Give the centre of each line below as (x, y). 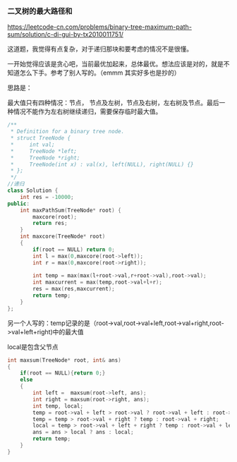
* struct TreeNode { (41, 138)
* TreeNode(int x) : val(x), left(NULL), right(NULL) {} (102, 164)
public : (19, 203)
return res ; (50, 224)
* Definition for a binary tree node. (67, 132)
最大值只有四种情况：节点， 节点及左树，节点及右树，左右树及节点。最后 (113, 103)
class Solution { (33, 191)
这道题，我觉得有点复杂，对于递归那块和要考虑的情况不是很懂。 (100, 49)
